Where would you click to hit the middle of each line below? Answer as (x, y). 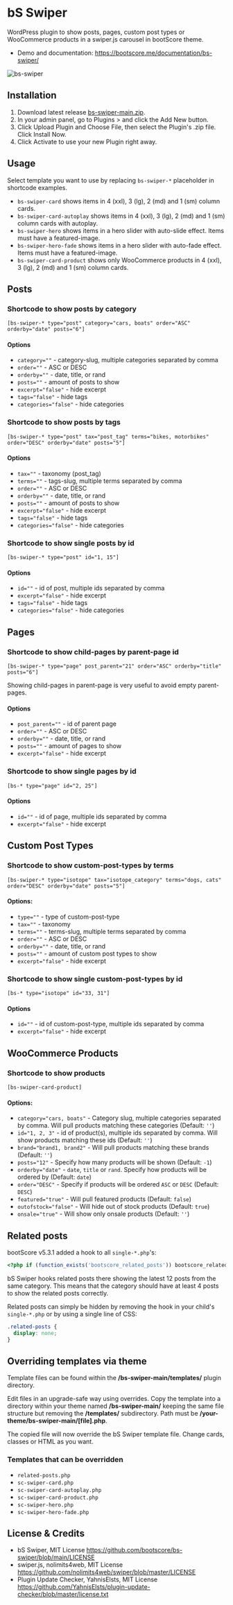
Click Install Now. (42, 134)
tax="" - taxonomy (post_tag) (59, 473)
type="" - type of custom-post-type (68, 917)
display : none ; (35, 1333)
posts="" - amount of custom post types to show (87, 953)
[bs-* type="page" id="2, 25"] (52, 785)
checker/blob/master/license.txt (63, 1595)
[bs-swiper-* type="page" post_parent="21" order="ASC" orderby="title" (114, 666)
